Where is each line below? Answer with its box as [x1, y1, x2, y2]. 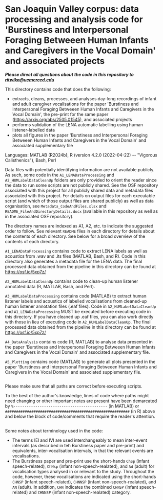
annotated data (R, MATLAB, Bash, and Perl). [5, 283, 95, 289]
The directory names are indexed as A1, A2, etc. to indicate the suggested [5, 223, 154, 228]
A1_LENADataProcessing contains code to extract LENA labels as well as [5, 248, 147, 254]
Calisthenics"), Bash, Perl [5, 157, 56, 163]
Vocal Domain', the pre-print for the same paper [12, 111, 109, 117]
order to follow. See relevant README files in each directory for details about [5, 228, 155, 234]
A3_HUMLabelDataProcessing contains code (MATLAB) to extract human [5, 293, 146, 299]
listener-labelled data [12, 127, 55, 133]
